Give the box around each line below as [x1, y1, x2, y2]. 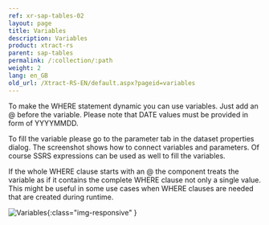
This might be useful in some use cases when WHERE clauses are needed [8, 183, 255, 193]
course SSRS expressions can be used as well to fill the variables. [8, 150, 226, 161]
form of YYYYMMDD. [8, 118, 79, 128]
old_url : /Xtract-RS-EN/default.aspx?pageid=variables [8, 79, 196, 87]
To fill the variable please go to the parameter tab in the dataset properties [8, 133, 255, 143]
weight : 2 [8, 64, 42, 72]
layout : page [8, 19, 52, 27]
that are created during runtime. [8, 192, 114, 202]
